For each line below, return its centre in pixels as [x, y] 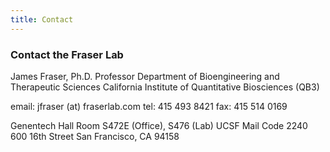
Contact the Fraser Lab [67, 54]
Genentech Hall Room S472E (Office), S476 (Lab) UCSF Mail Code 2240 [159, 125]
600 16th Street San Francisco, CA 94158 [95, 136]
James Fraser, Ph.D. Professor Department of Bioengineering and [145, 76]
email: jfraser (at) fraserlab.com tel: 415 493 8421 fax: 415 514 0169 [149, 106]
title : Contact [42, 19]
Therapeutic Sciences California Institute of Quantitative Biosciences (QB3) [165, 87]
